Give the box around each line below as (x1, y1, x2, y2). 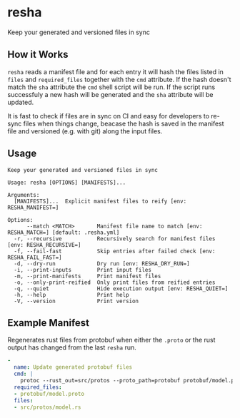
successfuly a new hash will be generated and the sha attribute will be (7, 90, 214, 98)
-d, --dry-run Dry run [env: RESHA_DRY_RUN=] (14, 260, 191, 267)
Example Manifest (7, 317, 90, 329)
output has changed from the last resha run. (7, 343, 137, 352)
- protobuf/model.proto (14, 390, 84, 397)
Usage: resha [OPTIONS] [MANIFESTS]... (7, 179, 126, 186)
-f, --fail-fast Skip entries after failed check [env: (14, 248, 216, 255)
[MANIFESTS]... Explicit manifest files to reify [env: (14, 198, 187, 205)
